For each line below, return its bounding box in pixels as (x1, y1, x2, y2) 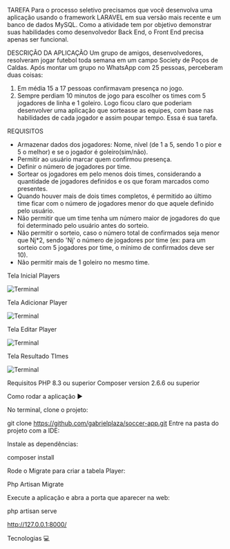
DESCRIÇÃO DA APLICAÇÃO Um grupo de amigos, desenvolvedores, (7, 48, 204, 57)
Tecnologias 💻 (7, 534, 50, 542)
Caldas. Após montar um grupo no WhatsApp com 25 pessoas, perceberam (7, 64, 223, 71)
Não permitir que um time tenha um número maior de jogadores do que (17, 214, 220, 222)
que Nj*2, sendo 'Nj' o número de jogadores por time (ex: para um (17, 236, 206, 244)
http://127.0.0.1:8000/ (7, 521, 67, 528)
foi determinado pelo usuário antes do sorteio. (17, 222, 149, 229)
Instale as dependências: (7, 440, 79, 448)
